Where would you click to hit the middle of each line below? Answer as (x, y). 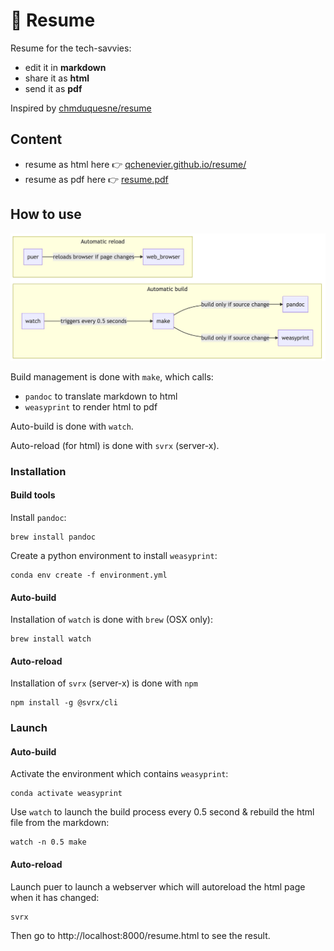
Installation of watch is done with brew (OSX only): (111, 620)
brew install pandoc (53, 537)
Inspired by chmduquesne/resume (81, 108)
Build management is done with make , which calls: (112, 376)
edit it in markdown (65, 67)
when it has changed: (55, 897)
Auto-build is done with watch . (72, 426)
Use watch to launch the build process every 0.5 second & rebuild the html (162, 812)
